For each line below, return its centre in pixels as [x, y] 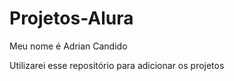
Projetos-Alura [71, 18]
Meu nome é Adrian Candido [68, 46]
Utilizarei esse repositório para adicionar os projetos [117, 65]
